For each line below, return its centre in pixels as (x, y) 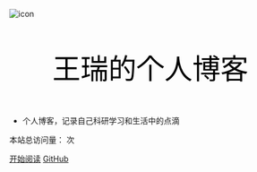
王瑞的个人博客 (150, 69)
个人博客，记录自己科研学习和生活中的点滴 (101, 120)
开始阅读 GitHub (39, 159)
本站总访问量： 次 (42, 140)
